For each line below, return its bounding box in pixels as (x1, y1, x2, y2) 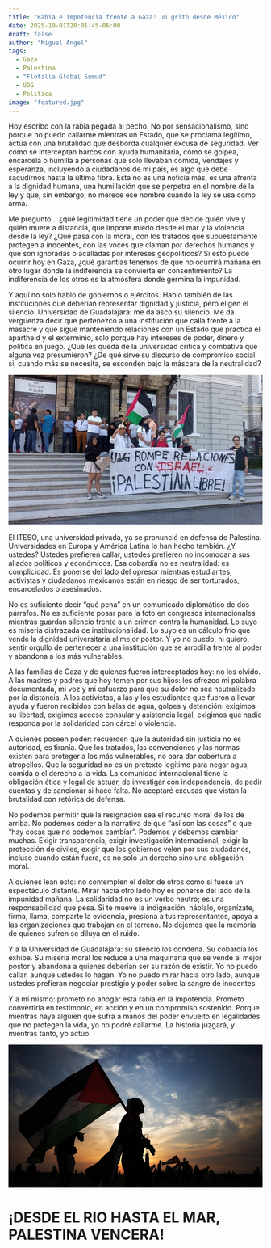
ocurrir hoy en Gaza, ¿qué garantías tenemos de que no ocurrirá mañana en (8, 257, 261, 267)
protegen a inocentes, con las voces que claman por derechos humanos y (8, 240, 255, 250)
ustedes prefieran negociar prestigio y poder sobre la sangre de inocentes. (8, 978, 258, 988)
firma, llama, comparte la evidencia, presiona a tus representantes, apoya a (8, 911, 259, 921)
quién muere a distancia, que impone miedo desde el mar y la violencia (8, 223, 244, 233)
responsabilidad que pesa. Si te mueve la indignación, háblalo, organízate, (8, 902, 255, 913)
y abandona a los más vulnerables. (8, 651, 124, 660)
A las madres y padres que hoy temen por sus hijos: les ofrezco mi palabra (8, 675, 256, 685)
